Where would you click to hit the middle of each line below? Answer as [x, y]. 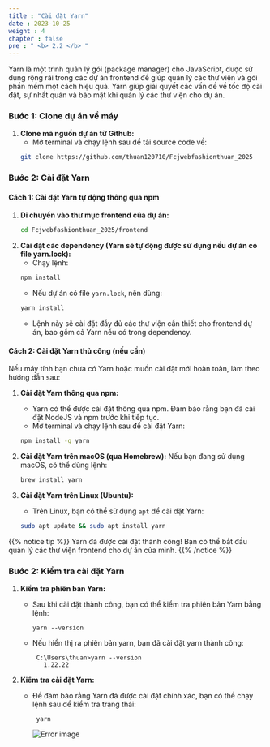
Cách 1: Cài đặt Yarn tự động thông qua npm [84, 197]
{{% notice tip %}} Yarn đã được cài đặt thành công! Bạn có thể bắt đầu [128, 541]
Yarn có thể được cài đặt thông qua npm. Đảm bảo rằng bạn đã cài [144, 409]
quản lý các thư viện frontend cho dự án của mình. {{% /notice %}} [120, 550]
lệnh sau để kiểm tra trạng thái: [84, 704]
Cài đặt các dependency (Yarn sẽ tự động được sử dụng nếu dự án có [139, 246]
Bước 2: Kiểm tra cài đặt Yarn [66, 571]
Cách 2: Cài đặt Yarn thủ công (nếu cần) [77, 350]
